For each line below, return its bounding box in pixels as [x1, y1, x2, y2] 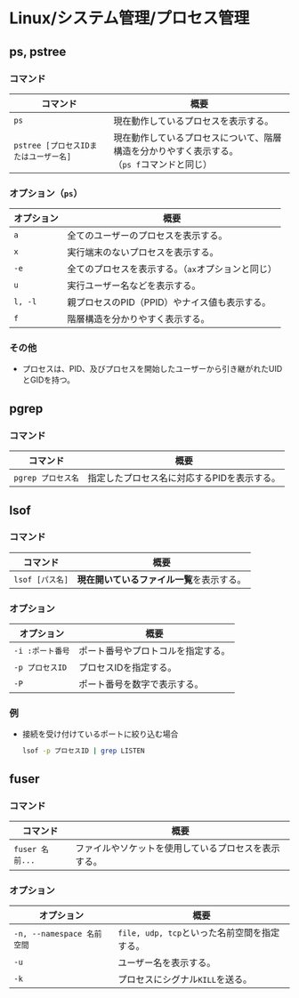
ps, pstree [9, 44, 67, 59]
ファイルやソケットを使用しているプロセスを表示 [75, 842, 280, 854]
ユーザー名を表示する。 [117, 957, 216, 970]
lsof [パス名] [13, 575, 69, 584]
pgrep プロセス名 [13, 473, 80, 483]
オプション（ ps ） [9, 187, 83, 199]
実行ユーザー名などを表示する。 [67, 279, 201, 292]
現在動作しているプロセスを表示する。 [113, 115, 274, 127]
